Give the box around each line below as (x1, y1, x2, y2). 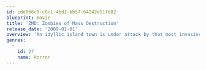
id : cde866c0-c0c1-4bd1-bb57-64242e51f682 (6, 9, 116, 15)
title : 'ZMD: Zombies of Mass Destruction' (6, 20, 120, 26)
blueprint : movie (6, 15, 51, 21)
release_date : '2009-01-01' (6, 26, 78, 32)
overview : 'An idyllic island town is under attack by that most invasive (6, 32, 202, 38)
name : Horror (17, 54, 51, 60)
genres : (6, 37, 26, 43)
